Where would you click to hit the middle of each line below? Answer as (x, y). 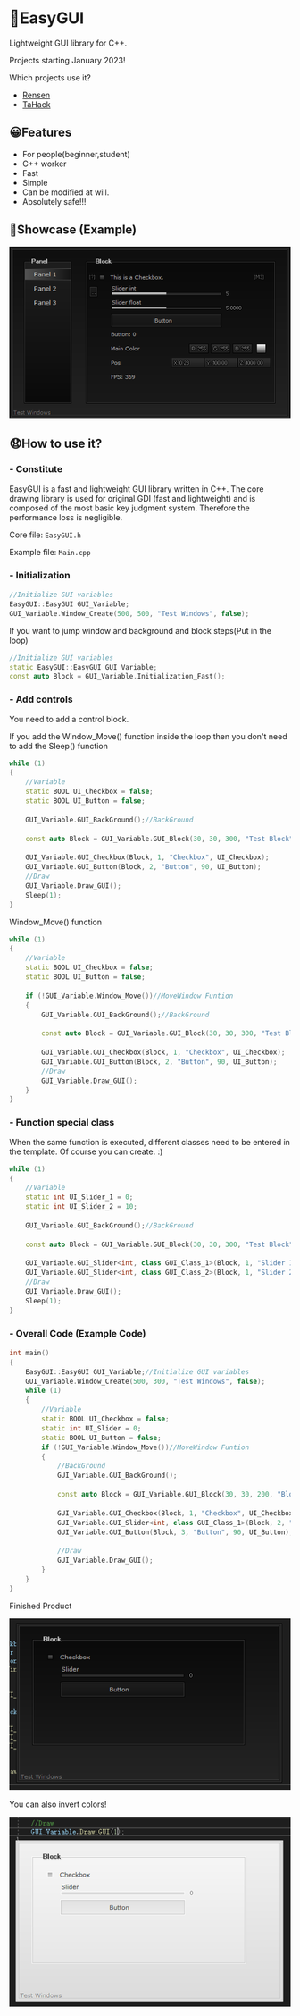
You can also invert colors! (58, 1804)
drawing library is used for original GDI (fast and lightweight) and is (133, 498)
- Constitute (36, 469)
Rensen (36, 95)
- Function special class (62, 1123)
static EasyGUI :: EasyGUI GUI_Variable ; (83, 667)
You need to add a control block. (69, 719)
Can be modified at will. (66, 192)
